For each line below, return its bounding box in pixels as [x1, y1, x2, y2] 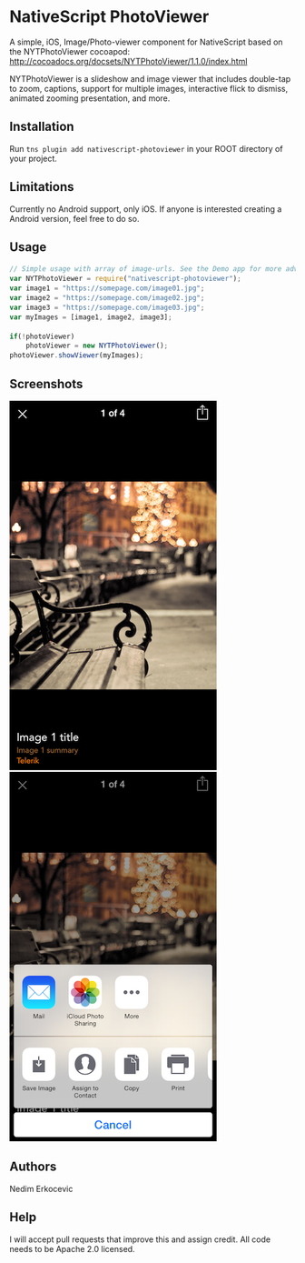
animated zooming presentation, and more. [9, 93, 171, 104]
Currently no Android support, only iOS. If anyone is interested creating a [9, 203, 282, 215]
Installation [9, 119, 74, 135]
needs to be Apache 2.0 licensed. [9, 1243, 135, 1254]
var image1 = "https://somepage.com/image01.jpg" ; [9, 284, 205, 293]
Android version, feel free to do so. [9, 213, 140, 224]
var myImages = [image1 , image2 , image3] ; [9, 312, 172, 322]
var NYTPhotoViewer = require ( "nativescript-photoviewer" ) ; [9, 275, 242, 284]
